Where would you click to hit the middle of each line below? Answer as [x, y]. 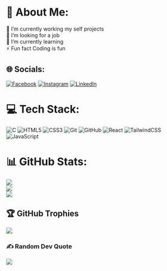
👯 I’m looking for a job [33, 35]
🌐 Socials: [26, 69]
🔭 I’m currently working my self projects [55, 29]
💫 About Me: [38, 12]
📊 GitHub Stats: [47, 162]
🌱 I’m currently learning [35, 41]
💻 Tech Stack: [43, 109]
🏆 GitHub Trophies [43, 214]
